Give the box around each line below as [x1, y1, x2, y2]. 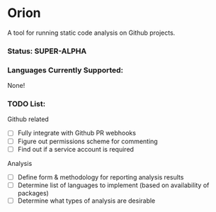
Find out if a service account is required [17, 145, 135, 153]
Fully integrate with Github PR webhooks [17, 129, 137, 138]
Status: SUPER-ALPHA [7, 46, 87, 56]
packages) [17, 189, 50, 197]
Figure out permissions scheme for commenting [17, 137, 158, 145]
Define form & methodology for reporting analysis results [17, 172, 184, 182]
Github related [7, 115, 50, 123]
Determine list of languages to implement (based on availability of [17, 181, 210, 189]
